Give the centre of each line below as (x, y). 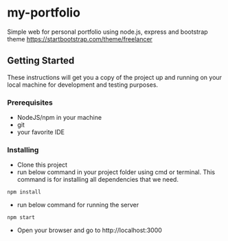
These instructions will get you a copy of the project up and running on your (114, 77)
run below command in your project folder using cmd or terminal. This (116, 172)
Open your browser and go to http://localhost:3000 (90, 230)
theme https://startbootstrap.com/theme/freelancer (80, 39)
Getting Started (41, 61)
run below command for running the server (78, 205)
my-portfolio (44, 13)
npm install (24, 192)
